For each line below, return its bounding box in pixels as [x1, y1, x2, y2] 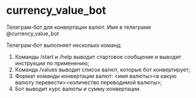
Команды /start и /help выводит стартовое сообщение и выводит [14, 53, 182, 60]
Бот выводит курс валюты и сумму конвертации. [14, 85, 141, 92]
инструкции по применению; [14, 60, 90, 67]
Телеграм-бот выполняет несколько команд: [6, 41, 122, 49]
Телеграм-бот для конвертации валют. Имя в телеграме [6, 23, 152, 31]
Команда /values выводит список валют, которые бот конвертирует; [14, 66, 191, 73]
